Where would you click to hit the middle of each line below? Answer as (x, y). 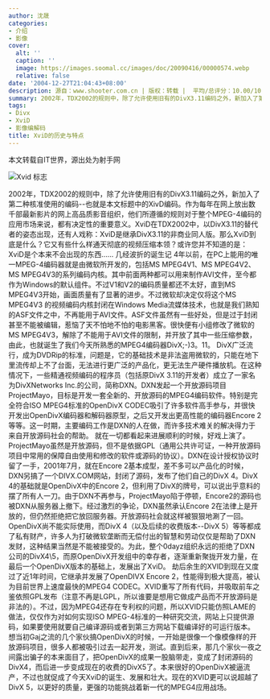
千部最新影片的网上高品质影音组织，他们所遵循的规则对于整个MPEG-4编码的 (135, 213)
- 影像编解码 (27, 128)
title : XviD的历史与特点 (46, 135)
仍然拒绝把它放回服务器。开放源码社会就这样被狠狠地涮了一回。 (141, 515)
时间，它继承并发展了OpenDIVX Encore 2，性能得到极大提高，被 (146, 576)
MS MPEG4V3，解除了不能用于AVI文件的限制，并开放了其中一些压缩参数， (133, 334)
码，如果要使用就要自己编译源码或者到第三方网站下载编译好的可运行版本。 (131, 627)
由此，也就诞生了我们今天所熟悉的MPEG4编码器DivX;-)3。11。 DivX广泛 (127, 345)
